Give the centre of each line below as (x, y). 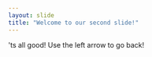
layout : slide (32, 15)
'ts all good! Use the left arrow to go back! (76, 45)
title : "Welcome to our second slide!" (74, 23)
